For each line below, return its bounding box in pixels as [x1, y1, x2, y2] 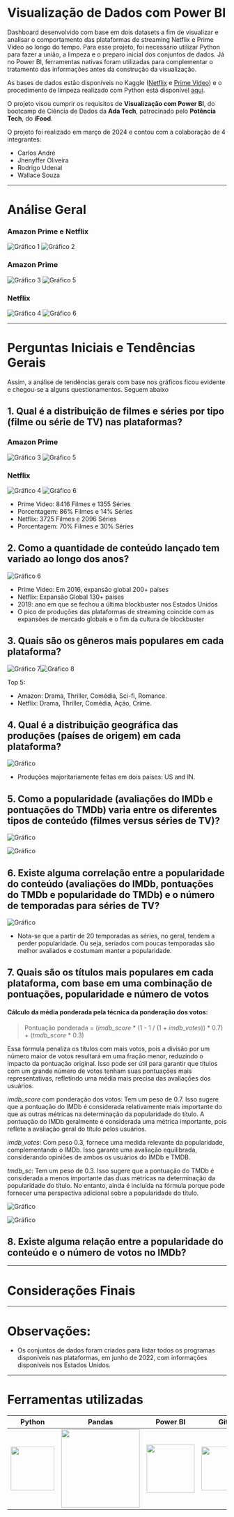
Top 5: [7, 678, 26, 686]
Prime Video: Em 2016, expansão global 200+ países [17, 585, 169, 593]
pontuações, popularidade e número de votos [7, 989, 209, 1000]
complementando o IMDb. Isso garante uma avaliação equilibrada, [7, 1145, 197, 1154]
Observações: [7, 1323, 91, 1339]
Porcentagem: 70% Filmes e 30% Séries [17, 521, 134, 531]
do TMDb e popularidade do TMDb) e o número [7, 889, 215, 901]
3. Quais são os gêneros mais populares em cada [7, 635, 224, 647]
